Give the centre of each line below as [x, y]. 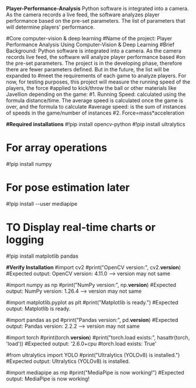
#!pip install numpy [29, 164]
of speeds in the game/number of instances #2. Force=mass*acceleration [95, 113]
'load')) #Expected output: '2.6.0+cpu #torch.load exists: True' [81, 344]
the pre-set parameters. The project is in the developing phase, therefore [94, 63]
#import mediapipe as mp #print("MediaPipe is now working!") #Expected [95, 372]
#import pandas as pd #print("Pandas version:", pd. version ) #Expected [92, 320]
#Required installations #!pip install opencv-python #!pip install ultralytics [96, 124]
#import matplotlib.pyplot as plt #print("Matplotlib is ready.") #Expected [92, 302]
